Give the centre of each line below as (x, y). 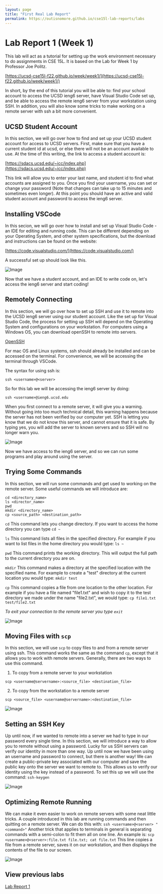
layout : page (18, 10)
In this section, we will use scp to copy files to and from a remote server (77, 648)
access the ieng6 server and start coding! (47, 284)
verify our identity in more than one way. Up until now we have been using (80, 751)
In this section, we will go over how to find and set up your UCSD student (78, 138)
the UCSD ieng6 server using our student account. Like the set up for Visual (81, 316)
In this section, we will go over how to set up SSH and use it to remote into (80, 311)
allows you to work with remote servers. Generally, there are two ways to (78, 658)
